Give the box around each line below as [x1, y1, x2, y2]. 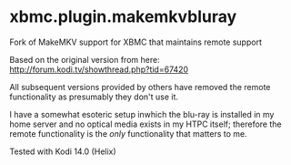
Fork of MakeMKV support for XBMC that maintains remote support [9, 36, 262, 47]
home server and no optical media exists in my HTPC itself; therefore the [9, 119, 282, 129]
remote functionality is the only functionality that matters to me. [9, 128, 247, 139]
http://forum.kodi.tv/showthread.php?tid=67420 [9, 64, 189, 75]
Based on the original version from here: [9, 54, 161, 65]
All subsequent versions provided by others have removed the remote [9, 81, 271, 92]
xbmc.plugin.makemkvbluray [9, 6, 237, 27]
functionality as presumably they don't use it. [9, 91, 179, 102]
